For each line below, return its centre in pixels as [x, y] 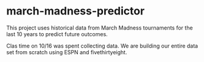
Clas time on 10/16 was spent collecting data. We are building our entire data [102, 46]
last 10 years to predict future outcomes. [57, 34]
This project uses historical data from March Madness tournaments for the [100, 28]
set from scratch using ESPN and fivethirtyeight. [67, 52]
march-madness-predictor [76, 11]
